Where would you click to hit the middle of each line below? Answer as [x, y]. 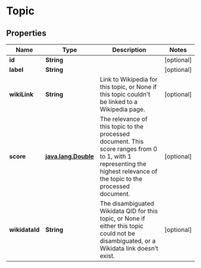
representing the [123, 164]
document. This [122, 141]
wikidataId [25, 230]
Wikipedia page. [122, 109]
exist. [107, 256]
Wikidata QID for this [129, 211]
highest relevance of [128, 171]
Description [129, 50]
